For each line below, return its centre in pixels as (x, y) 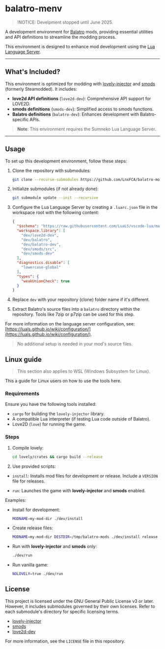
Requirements (22, 393)
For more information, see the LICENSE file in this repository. (65, 641)
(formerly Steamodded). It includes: (41, 89)
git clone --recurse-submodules (45, 179)
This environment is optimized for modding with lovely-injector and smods (80, 84)
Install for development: (36, 510)
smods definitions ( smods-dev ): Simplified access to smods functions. (83, 109)
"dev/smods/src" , (39, 249)
